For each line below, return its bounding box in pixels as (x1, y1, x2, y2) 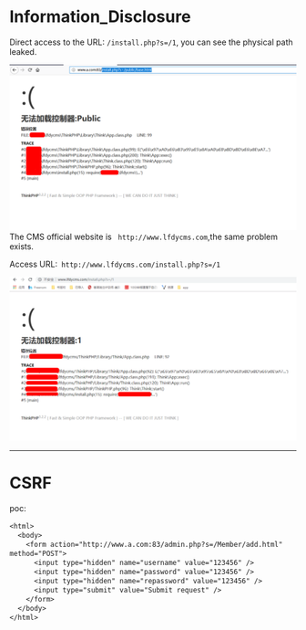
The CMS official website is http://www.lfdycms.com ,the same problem (9, 231, 279, 243)
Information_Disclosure (9, 6, 191, 27)
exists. (9, 241, 35, 252)
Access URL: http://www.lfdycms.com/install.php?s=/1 (9, 258, 221, 270)
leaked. (9, 46, 37, 57)
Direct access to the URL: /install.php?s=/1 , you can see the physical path (9, 37, 293, 47)
